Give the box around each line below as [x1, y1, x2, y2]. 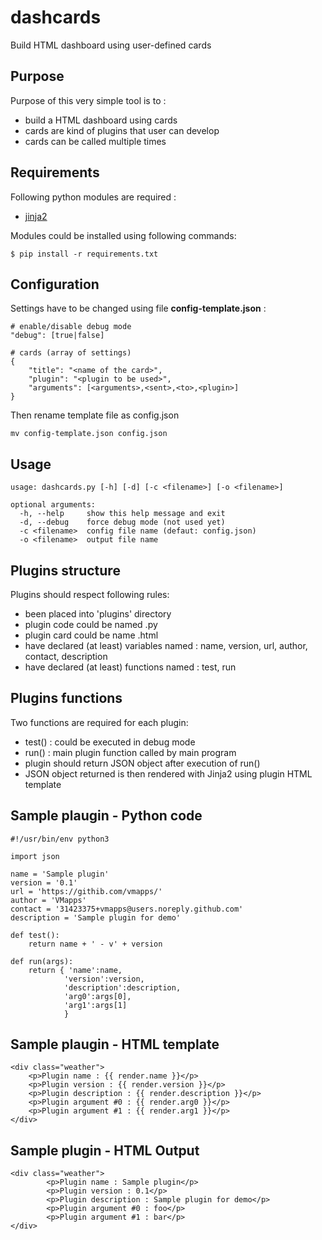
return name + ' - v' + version [28, 939, 163, 949]
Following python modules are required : [10, 191, 177, 203]
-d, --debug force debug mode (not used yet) [19, 517, 226, 528]
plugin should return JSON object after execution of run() [24, 757, 261, 769]
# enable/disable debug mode [10, 322, 132, 332]
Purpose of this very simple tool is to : [10, 94, 167, 106]
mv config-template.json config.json [10, 429, 168, 439]
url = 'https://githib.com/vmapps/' [10, 886, 163, 896]
